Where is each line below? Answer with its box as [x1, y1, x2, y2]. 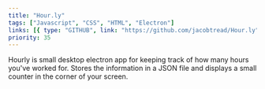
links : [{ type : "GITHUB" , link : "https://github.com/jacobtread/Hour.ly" [8, 26, 259, 34]
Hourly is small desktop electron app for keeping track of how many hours [8, 55, 249, 65]
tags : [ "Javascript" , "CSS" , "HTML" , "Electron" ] [8, 19, 175, 27]
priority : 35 [8, 33, 51, 42]
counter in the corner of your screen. [8, 72, 129, 81]
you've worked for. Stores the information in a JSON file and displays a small [8, 64, 257, 73]
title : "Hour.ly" [8, 11, 65, 20]
